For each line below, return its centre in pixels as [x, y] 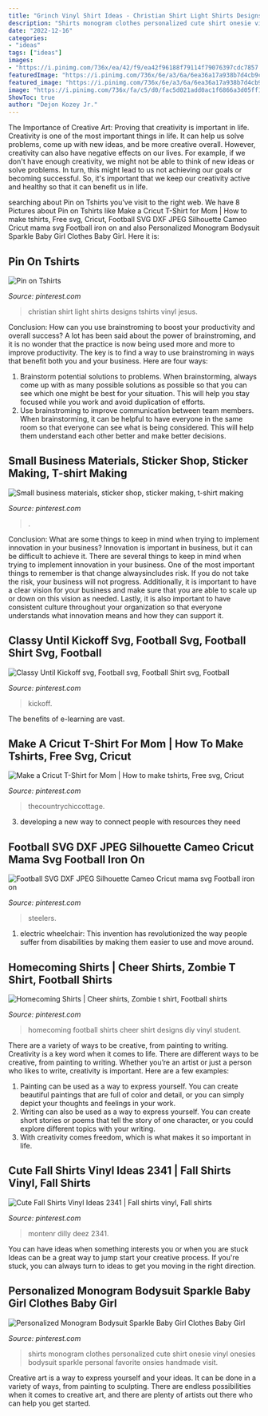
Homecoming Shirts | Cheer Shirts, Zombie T [122, 967]
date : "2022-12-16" [41, 30]
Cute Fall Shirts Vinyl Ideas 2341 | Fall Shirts [120, 1171]
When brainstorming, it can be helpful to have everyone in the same [131, 418]
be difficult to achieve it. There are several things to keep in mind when [125, 556]
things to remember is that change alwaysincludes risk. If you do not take [129, 573]
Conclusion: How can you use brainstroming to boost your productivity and [132, 327]
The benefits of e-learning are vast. [67, 719]
